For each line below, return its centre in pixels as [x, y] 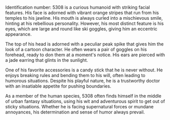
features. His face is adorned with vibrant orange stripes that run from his [82, 13]
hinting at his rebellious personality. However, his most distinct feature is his [84, 23]
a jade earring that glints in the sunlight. [47, 60]
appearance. [19, 34]
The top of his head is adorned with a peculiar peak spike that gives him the [84, 44]
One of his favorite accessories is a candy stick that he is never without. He [84, 70]
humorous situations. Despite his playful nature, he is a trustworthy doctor [83, 81]
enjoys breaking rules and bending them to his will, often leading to [75, 75]
